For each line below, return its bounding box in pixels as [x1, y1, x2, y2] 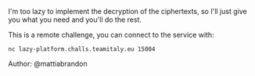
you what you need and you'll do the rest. [8, 15, 142, 24]
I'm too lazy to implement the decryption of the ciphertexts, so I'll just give [8, 7, 248, 16]
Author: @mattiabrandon [8, 59, 88, 68]
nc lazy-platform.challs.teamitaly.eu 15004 [8, 45, 156, 53]
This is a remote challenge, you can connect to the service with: [8, 31, 214, 39]
